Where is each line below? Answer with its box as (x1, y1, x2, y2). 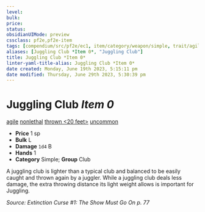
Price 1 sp (15, 130, 41, 137)
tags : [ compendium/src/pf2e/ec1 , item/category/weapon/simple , (6, 43, 171, 49)
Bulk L (15, 136, 32, 144)
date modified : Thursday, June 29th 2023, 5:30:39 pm (6, 71, 146, 78)
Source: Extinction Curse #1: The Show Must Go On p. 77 (6, 199, 150, 207)
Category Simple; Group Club (15, 156, 91, 163)
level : (6, 9, 23, 15)
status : (6, 26, 26, 32)
